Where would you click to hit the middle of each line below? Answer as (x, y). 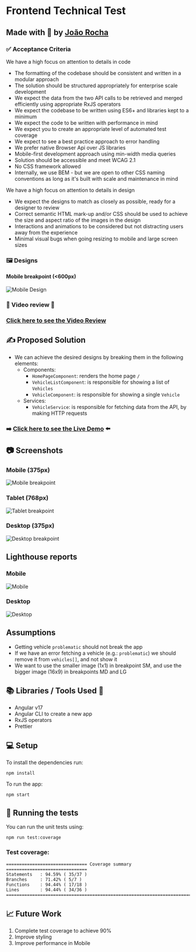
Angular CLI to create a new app (53, 714)
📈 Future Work (34, 914)
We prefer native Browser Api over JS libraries (70, 147)
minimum (25, 116)
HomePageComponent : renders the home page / (86, 376)
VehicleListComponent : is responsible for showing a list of (101, 382)
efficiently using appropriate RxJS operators (68, 104)
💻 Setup (22, 745)
